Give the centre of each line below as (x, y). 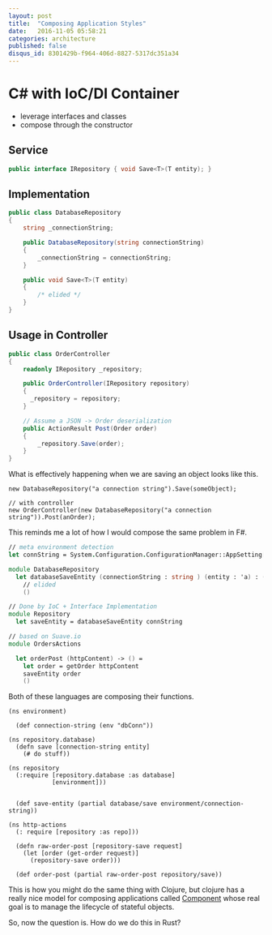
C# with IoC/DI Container (94, 94)
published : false (38, 46)
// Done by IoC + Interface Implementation (83, 607)
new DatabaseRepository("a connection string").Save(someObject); (123, 489)
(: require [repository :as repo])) (77, 832)
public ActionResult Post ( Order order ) (90, 428)
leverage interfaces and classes (73, 116)
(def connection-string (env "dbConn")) (85, 726)
